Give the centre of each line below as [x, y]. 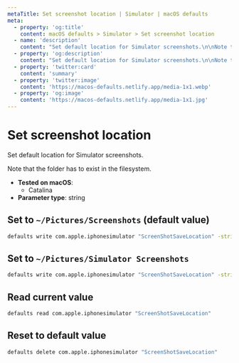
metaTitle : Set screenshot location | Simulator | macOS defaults [108, 14]
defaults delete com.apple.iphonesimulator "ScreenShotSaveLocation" [113, 352]
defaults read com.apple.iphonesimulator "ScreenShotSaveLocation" [110, 314]
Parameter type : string [51, 197]
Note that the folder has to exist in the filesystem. [79, 169]
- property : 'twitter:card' [55, 67]
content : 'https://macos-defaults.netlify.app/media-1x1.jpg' [114, 100]
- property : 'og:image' [49, 93]
